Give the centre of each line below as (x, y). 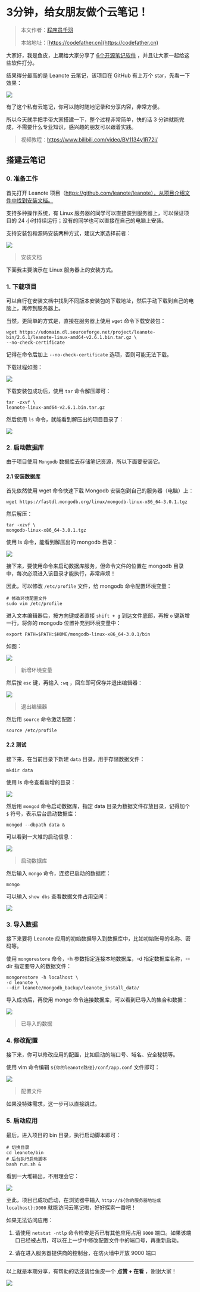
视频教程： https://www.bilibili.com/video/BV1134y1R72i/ (89, 139)
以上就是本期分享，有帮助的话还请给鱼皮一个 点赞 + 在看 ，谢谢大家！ (92, 1271)
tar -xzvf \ (21, 525)
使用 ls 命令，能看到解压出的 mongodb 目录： (62, 542)
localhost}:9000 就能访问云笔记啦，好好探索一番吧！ (71, 1207)
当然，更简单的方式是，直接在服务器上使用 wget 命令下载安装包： (86, 320)
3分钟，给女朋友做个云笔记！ (77, 12)
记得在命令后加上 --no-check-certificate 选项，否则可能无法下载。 (89, 354)
